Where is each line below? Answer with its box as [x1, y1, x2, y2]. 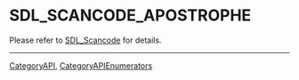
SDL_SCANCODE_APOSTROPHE [9, 5, 252, 26]
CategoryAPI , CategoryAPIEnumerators [9, 60, 153, 71]
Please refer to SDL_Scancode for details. [9, 35, 162, 45]
